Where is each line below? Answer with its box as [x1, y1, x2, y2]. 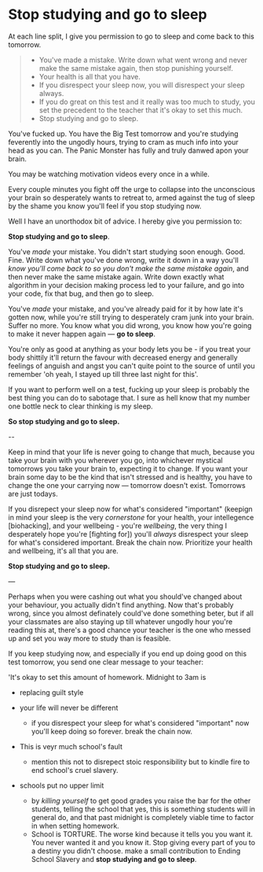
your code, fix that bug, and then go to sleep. [8, 289, 155, 298]
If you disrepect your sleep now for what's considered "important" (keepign [8, 504, 253, 513]
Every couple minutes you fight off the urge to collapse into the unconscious [8, 184, 255, 194]
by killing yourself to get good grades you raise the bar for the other [31, 796, 251, 805]
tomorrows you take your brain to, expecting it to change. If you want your [8, 464, 249, 473]
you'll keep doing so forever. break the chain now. [31, 726, 193, 736]
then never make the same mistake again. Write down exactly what [8, 272, 225, 281]
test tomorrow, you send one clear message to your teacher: [8, 657, 204, 667]
